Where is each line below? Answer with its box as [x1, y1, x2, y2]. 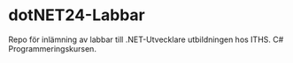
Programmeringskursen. [8, 43, 96, 53]
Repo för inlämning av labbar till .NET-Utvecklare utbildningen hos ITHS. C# [8, 34, 284, 45]
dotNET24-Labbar [8, 5, 145, 25]
